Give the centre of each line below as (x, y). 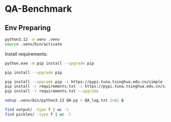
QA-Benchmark (39, 9)
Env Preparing (28, 28)
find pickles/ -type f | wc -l (38, 114)
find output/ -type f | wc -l (37, 110)
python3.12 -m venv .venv (32, 39)
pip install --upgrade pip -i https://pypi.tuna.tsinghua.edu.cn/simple (84, 82)
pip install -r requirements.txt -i (44, 87)
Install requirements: (26, 54)
